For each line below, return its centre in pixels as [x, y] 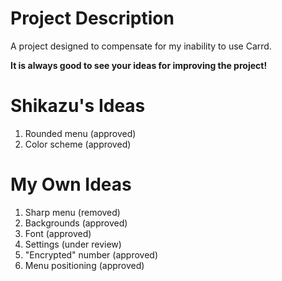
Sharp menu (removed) [72, 212]
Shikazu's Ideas [78, 106]
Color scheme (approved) [78, 144]
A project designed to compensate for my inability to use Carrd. [141, 46]
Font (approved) [58, 233]
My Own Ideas [71, 184]
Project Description [92, 18]
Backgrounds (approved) [76, 223]
